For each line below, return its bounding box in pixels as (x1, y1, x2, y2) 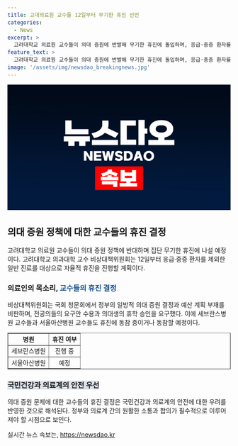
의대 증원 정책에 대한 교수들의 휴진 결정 (7, 225, 166, 238)
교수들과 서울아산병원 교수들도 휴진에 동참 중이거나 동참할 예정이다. (14, 318, 200, 327)
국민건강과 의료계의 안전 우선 (7, 380, 100, 390)
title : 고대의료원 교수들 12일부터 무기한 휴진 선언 (7, 11, 140, 18)
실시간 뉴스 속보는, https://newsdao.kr (7, 430, 115, 439)
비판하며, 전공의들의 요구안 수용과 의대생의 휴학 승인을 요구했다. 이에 (7, 309, 196, 318)
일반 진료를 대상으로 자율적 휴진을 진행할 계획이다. (7, 264, 146, 272)
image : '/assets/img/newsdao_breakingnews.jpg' (7, 64, 151, 71)
